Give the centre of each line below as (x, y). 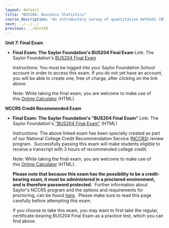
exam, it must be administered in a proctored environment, (93, 179)
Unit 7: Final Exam (24, 43)
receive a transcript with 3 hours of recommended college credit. (80, 149)
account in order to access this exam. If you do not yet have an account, (87, 73)
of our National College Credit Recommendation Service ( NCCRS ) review (88, 139)
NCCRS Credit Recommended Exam (43, 108)
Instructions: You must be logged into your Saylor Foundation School (83, 68)
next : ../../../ (22, 24)
